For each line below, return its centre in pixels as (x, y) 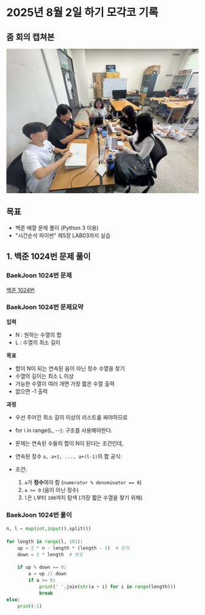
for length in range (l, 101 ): (45, 542)
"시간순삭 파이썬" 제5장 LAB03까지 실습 (63, 235)
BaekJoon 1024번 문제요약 (45, 307)
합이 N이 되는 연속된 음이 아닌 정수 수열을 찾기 (70, 368)
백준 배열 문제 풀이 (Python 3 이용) (57, 227)
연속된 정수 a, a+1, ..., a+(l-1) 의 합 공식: (68, 456)
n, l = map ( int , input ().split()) (49, 529)
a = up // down (48, 574)
